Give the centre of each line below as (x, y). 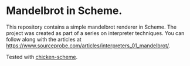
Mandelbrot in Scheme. (64, 11)
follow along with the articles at (44, 39)
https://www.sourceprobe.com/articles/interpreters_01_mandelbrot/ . (88, 46)
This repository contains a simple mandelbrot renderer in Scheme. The (91, 27)
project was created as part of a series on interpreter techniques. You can (95, 33)
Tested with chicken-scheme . (42, 57)
